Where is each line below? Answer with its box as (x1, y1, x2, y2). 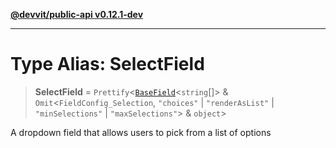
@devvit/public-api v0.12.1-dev (10, 9, 144, 20)
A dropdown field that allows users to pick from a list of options (10, 126, 272, 138)
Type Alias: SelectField (10, 53, 205, 76)
